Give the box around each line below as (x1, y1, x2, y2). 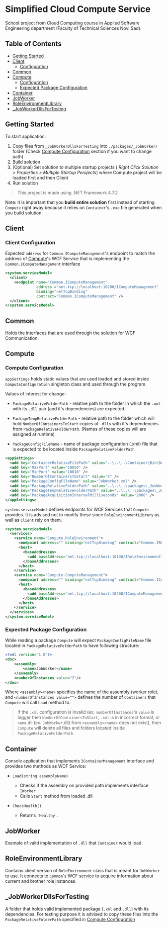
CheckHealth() (12, 804, 42, 809)
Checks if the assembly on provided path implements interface (19, 782, 149, 789)
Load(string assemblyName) (12, 774, 69, 779)
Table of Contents (5, 40, 62, 48)
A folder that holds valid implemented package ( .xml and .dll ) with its (5, 906, 149, 912)
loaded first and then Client (12, 175, 69, 181)
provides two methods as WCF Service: (5, 763, 86, 769)
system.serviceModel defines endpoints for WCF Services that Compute (5, 506, 149, 512)
